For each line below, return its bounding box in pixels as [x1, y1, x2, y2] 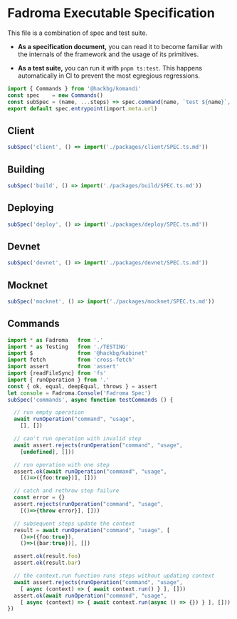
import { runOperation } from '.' [7, 376, 110, 383]
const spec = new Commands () [7, 91, 103, 99]
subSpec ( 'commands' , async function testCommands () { [7, 396, 174, 403]
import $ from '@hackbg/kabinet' [7, 350, 148, 357]
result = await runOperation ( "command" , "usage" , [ [14, 526, 171, 534]
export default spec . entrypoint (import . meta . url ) [7, 105, 158, 112]
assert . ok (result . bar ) [14, 559, 81, 567]
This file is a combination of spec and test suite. [7, 28, 148, 37]
